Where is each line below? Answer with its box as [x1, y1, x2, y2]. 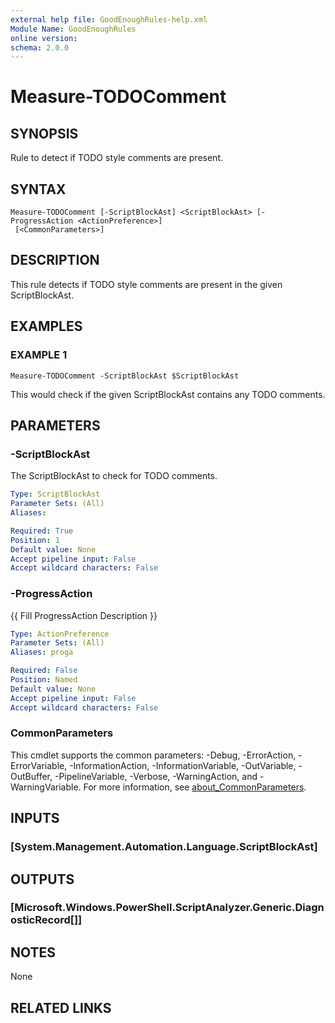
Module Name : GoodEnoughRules [10, 24, 137, 34]
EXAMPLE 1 [10, 348, 68, 362]
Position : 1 [10, 535, 60, 545]
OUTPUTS [10, 871, 75, 888]
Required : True [10, 526, 74, 536]
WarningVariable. [10, 781, 82, 793]
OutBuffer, [10, 770, 53, 782]
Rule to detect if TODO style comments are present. [10, 152, 223, 164]
